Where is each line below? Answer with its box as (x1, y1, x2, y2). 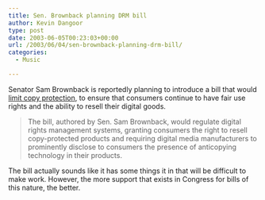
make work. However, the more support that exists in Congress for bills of (8, 174, 249, 183)
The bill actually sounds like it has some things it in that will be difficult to (8, 166, 247, 175)
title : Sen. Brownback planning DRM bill (8, 11, 148, 20)
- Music (15, 56, 41, 64)
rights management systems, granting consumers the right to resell (27, 125, 248, 135)
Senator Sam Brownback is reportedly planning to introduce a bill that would (8, 84, 257, 94)
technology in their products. (27, 150, 123, 160)
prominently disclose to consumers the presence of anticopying (27, 142, 236, 152)
